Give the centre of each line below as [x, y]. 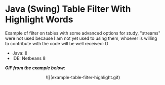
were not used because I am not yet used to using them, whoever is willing [81, 38]
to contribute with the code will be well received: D [57, 43]
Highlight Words [39, 19]
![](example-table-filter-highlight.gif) [83, 77]
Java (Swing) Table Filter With [68, 9]
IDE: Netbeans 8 [29, 58]
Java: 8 [20, 53]
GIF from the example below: [35, 68]
